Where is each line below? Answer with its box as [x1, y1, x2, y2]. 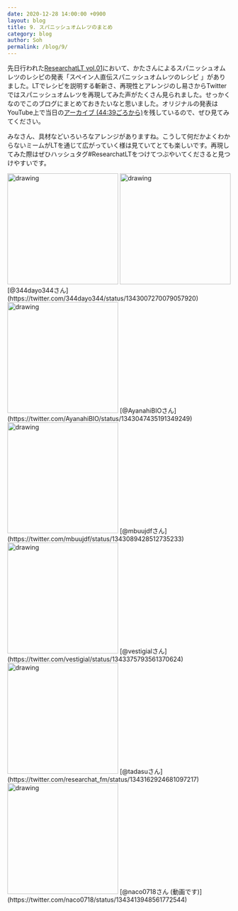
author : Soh [7, 37, 42, 44]
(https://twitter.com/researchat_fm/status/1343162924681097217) [7, 775, 200, 783]
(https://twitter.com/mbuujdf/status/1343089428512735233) [7, 535, 184, 543]
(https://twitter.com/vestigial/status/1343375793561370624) [7, 655, 184, 663]
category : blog [7, 30, 52, 38]
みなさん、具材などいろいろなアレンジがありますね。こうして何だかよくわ [7, 132, 225, 141]
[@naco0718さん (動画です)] [119, 888, 203, 895]
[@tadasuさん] [119, 768, 163, 775]
